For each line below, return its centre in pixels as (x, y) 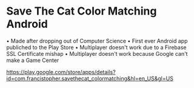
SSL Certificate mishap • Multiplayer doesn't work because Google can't (97, 53)
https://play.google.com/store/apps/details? (61, 72)
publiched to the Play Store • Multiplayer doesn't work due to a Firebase (96, 47)
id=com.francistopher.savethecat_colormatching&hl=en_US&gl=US (90, 78)
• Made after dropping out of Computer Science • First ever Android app (97, 41)
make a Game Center (33, 60)
